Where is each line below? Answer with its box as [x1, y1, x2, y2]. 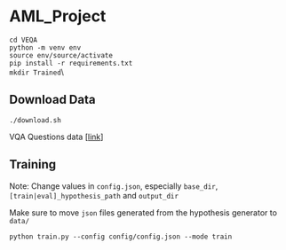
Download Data [9, 92, 96, 107]
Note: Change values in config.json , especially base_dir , [9, 180, 218, 191]
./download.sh [9, 115, 62, 125]
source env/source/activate [9, 51, 114, 59]
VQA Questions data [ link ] [9, 131, 104, 142]
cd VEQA [9, 35, 38, 44]
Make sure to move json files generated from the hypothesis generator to [9, 207, 278, 218]
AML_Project [9, 6, 107, 27]
